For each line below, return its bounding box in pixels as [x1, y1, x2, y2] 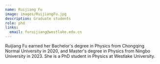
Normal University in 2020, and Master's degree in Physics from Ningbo [5, 48, 151, 54]
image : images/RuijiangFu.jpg [5, 12, 67, 16]
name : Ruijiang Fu [5, 7, 43, 12]
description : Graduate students [5, 16, 71, 21]
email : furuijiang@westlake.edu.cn [9, 30, 82, 34]
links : [5, 25, 19, 30]
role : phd [5, 20, 25, 26]
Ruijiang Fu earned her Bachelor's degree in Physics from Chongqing [5, 43, 145, 48]
